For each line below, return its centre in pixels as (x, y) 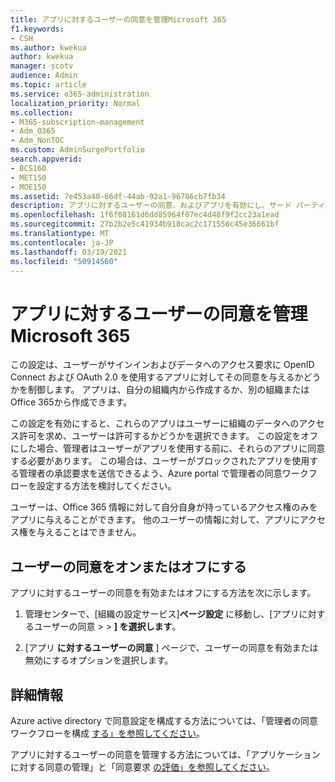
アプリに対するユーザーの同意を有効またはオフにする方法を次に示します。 (163, 593)
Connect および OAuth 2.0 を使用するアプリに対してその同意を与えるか (157, 377)
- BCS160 (28, 168)
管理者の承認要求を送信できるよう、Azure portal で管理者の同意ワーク (163, 473)
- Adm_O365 (33, 131)
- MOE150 (28, 187)
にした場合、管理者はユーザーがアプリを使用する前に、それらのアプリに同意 (168, 448)
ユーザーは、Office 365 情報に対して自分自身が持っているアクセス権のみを (164, 507)
